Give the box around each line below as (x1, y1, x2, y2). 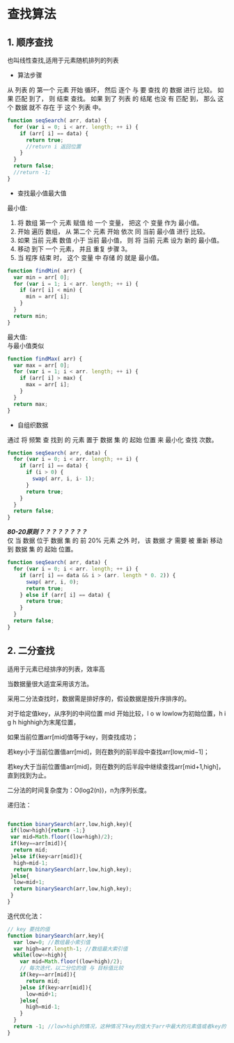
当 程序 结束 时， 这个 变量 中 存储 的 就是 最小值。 (17, 253, 164, 261)
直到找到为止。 (7, 771, 50, 779)
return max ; (13, 400, 49, 408)
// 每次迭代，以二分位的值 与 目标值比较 (19, 965, 124, 972)
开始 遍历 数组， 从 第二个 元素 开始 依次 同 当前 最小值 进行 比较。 (17, 227, 210, 236)
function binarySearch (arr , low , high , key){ (7, 821, 132, 828)
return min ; (13, 312, 49, 319)
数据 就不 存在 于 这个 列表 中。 (15, 103, 105, 112)
